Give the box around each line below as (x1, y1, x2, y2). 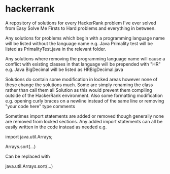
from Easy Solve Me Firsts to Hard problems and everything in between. (5, 25, 156, 31)
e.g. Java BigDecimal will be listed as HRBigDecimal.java (5, 66, 123, 73)
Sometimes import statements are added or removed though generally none (5, 113, 164, 119)
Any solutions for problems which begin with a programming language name (5, 35, 165, 41)
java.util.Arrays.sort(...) (5, 163, 53, 169)
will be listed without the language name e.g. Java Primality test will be (5, 40, 153, 46)
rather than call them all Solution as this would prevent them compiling (5, 87, 152, 93)
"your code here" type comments (5, 103, 75, 109)
